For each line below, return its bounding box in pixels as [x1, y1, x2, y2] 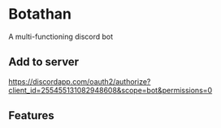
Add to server [8, 55, 80, 69]
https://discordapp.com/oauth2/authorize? [8, 76, 151, 86]
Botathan [8, 5, 71, 23]
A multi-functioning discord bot [8, 32, 114, 41]
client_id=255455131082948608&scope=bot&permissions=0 [8, 85, 213, 95]
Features [8, 109, 54, 122]
